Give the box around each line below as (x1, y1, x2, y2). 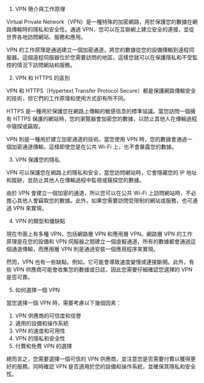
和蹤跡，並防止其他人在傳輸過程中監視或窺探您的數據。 (6, 176, 144, 184)
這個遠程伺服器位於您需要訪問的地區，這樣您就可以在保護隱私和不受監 (22, 54, 198, 61)
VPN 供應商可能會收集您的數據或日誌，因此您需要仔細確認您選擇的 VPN (13, 266, 193, 273)
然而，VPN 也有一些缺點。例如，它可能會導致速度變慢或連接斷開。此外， (6, 258, 189, 265)
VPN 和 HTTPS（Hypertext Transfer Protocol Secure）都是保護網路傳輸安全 (6, 87, 196, 94)
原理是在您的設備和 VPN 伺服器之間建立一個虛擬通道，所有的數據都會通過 (6, 238, 191, 245)
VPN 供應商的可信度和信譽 (15, 312, 81, 319)
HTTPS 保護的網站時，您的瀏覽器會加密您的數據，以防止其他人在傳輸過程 (13, 115, 197, 122)
